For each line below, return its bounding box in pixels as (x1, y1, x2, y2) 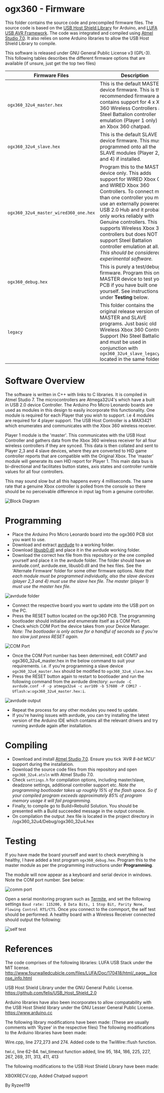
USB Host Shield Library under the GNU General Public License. (5, 984, 134, 990)
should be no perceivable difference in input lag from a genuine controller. (5, 488, 154, 494)
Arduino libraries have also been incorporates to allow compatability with (5, 999, 152, 1005)
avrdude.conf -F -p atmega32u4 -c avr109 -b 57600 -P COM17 (12, 684, 137, 689)
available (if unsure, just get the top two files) (5, 60, 96, 66)
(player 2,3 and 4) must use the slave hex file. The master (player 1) (12, 578, 149, 584)
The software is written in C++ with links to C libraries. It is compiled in (5, 391, 147, 397)
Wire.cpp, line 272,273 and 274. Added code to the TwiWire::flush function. (5, 1039, 157, 1045)
